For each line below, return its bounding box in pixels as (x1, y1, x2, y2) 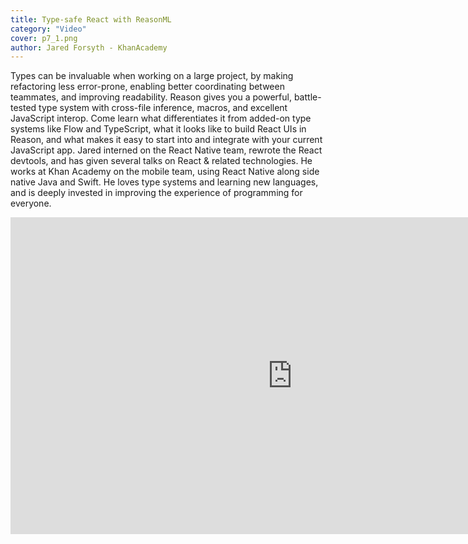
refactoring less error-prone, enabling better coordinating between (10, 81, 285, 93)
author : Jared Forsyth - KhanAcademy (10, 42, 168, 53)
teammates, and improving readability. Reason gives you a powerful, (10, 91, 292, 103)
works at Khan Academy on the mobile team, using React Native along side (10, 166, 320, 178)
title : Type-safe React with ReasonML (10, 14, 172, 25)
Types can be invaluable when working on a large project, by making (10, 70, 294, 82)
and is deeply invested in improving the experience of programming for (10, 187, 303, 199)
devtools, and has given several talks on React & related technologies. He (10, 155, 313, 167)
